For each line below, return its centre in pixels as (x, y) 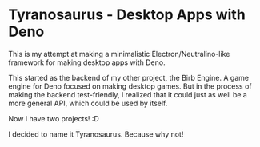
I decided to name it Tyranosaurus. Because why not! (96, 134)
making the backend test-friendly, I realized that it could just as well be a (128, 94)
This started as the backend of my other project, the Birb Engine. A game (129, 77)
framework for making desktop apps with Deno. (87, 62)
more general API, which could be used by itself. (88, 103)
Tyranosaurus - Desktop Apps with (127, 15)
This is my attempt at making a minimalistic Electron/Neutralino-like (119, 54)
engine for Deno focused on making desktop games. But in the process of (130, 86)
